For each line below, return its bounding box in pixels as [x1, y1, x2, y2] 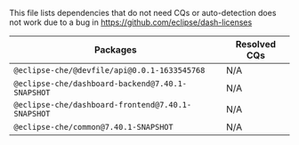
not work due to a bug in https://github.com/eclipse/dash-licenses [9, 17, 253, 28]
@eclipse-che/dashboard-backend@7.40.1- [13, 79, 187, 88]
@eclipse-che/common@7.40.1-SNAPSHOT [13, 122, 174, 132]
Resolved [235, 38, 277, 50]
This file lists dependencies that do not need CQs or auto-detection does [9, 8, 277, 18]
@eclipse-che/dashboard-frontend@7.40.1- [13, 100, 192, 109]
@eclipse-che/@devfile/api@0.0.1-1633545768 [13, 66, 206, 75]
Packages [93, 44, 138, 56]
